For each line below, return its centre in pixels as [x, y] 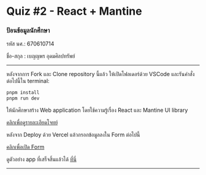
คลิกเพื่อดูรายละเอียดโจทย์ [32, 122]
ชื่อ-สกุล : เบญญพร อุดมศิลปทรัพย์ [41, 56]
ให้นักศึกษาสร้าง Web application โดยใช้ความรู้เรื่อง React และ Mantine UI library [97, 110]
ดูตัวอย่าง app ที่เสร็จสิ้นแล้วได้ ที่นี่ [41, 159]
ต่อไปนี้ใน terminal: [28, 81]
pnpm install [23, 93]
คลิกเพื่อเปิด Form [25, 147]
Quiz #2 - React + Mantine [74, 11]
